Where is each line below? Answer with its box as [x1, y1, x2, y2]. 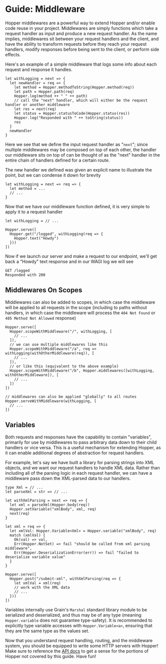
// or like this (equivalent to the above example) [9, 364, 119, 369]
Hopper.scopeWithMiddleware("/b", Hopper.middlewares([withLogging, [9, 368, 155, 373]
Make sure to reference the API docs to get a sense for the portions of [5, 648, 149, 654]
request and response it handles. [5, 66, 73, 73]
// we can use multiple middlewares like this [9, 342, 108, 347]
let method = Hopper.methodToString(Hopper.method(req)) [14, 84, 135, 90]
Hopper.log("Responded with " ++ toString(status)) [14, 115, 123, 120]
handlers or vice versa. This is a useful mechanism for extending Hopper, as [5, 444, 161, 450]
